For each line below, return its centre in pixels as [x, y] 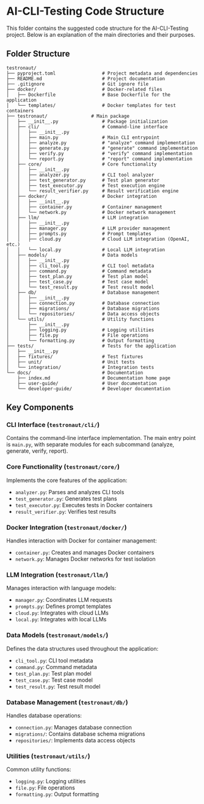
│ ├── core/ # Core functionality [82, 164]
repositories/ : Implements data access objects [75, 740]
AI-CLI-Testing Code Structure [86, 11]
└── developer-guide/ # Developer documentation [94, 389]
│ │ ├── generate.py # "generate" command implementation [102, 148]
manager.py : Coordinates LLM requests [64, 600]
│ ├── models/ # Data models [72, 255]
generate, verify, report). [37, 451]
